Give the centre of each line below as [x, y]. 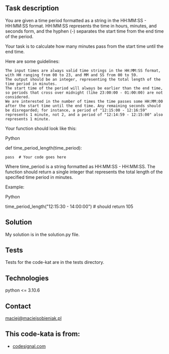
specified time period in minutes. [39, 177]
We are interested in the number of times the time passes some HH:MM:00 [84, 101]
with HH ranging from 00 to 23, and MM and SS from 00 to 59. [72, 75]
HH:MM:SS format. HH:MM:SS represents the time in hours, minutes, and [81, 26]
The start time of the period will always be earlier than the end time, [84, 88]
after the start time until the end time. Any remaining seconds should [83, 106]
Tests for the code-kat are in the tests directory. [55, 262]
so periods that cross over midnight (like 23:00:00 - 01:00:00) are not [84, 93]
